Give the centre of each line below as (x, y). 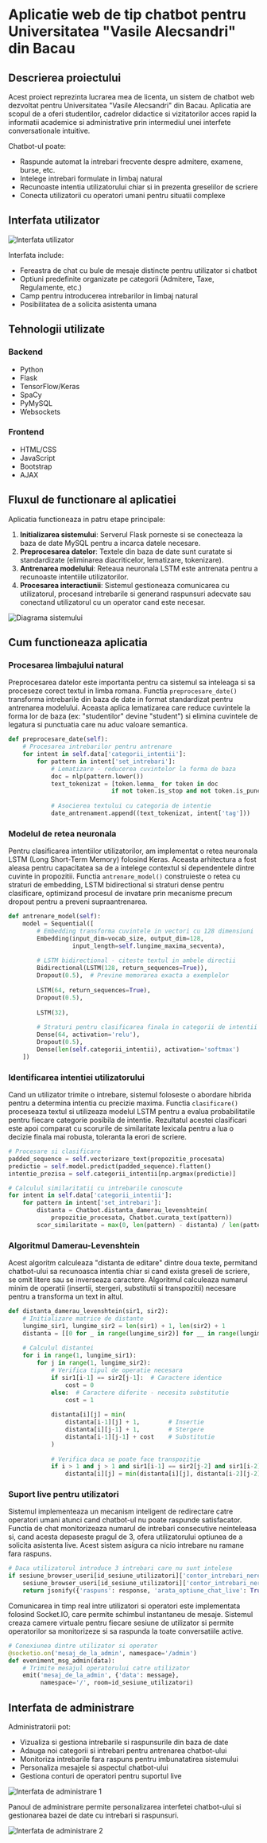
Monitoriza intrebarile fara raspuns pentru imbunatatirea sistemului (129, 1759)
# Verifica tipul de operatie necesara (116, 1370)
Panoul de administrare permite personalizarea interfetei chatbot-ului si (125, 1807)
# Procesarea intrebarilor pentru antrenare (97, 747)
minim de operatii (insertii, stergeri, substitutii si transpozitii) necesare (122, 1288)
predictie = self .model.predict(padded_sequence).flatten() (110, 1166)
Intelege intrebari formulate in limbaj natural (91, 178)
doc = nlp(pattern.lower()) (97, 776)
